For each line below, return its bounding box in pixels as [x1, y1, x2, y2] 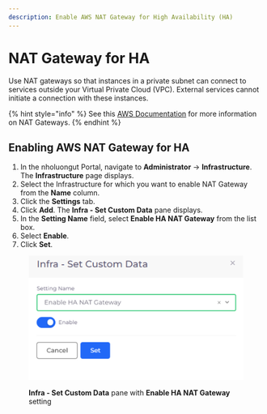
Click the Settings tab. [19, 197, 95, 207]
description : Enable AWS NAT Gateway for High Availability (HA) [8, 13, 233, 21]
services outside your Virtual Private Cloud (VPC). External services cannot [8, 84, 260, 94]
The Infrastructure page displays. [19, 171, 134, 181]
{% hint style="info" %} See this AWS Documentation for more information [8, 109, 257, 118]
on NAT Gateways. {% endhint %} [8, 117, 121, 127]
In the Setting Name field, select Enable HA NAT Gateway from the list [19, 214, 256, 224]
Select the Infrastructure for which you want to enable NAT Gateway [19, 179, 248, 190]
